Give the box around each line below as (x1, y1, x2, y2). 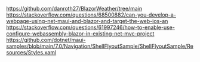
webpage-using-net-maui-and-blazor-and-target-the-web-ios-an (6, 18, 168, 24)
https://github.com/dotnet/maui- (6, 37, 86, 43)
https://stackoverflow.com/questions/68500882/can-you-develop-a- (6, 11, 176, 18)
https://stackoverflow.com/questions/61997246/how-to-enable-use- (6, 24, 175, 31)
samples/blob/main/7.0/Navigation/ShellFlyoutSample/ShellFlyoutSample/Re (6, 43, 194, 50)
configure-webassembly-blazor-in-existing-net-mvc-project (6, 30, 155, 37)
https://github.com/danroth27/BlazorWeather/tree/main (6, 5, 142, 12)
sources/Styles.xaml (6, 49, 57, 56)
